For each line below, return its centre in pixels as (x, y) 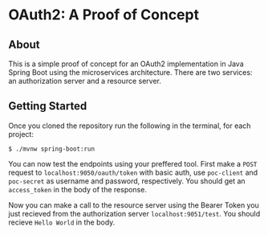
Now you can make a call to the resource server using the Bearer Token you (134, 205)
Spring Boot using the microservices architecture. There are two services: (130, 72)
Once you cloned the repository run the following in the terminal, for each (130, 126)
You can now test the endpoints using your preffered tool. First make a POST (133, 163)
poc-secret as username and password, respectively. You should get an (127, 181)
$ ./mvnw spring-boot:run (51, 149)
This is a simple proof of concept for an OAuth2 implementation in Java (126, 64)
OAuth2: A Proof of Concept (104, 15)
